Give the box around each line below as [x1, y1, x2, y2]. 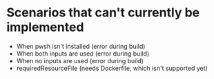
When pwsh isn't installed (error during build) [16, 42, 146, 50]
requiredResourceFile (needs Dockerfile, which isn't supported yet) [16, 64, 208, 72]
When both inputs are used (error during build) [16, 49, 150, 58]
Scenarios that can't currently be [6, 5, 200, 21]
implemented [6, 19, 84, 35]
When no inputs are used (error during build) [16, 56, 144, 65]
